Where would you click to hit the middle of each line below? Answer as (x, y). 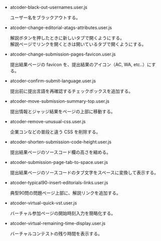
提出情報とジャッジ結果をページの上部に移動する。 (62, 111)
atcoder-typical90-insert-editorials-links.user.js (59, 183)
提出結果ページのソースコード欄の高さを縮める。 (60, 152)
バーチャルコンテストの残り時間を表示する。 (56, 233)
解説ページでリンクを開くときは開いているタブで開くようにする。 (78, 44)
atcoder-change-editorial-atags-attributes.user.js (61, 28)
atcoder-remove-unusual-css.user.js (48, 122)
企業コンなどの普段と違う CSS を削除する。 (55, 132)
